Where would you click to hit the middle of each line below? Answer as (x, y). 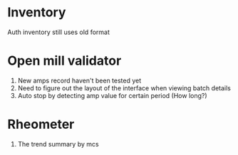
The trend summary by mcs (58, 144)
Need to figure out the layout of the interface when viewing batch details (124, 88)
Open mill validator (64, 61)
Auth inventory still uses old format (59, 32)
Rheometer (41, 124)
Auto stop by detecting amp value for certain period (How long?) (113, 95)
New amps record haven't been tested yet (79, 80)
